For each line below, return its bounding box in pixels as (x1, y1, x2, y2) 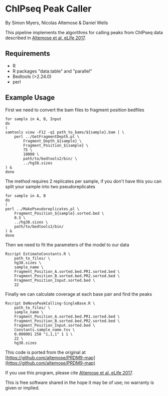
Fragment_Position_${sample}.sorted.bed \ (14, 211, 104, 216)
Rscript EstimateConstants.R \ (5, 251, 71, 257)
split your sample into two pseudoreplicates (5, 183, 95, 189)
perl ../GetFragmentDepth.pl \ (14, 134, 80, 139)
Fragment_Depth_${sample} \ (23, 138, 82, 143)
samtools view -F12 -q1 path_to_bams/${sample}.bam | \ (5, 129, 124, 135)
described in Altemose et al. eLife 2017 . (5, 35, 86, 41)
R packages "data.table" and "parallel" (12, 68, 92, 74)
